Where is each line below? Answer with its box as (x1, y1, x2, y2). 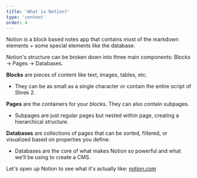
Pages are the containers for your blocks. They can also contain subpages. (6, 101, 189, 108)
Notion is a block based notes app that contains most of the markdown (6, 36, 179, 43)
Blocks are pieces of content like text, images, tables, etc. (6, 72, 148, 79)
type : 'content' (6, 14, 46, 20)
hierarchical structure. (14, 118, 69, 125)
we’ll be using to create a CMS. (14, 154, 91, 161)
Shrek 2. (14, 89, 35, 96)
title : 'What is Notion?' (6, 8, 70, 15)
